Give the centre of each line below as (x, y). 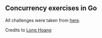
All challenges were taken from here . (43, 20)
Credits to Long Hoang (28, 30)
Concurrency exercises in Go (51, 8)
